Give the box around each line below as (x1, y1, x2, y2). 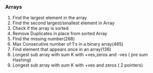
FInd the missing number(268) (12, 36, 75, 42)
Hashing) (12, 57, 31, 63)
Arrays (5, 3, 22, 10)
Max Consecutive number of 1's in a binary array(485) (12, 41, 124, 47)
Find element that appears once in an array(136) (12, 46, 111, 53)
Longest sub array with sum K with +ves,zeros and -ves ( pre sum (12, 52, 148, 58)
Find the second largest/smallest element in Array (12, 20, 115, 26)
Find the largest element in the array (12, 15, 87, 21)
